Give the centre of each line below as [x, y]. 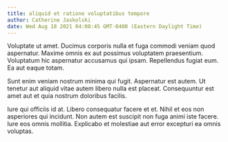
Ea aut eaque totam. [36, 68]
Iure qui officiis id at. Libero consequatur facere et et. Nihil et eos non [106, 109]
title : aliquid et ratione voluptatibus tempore [78, 13]
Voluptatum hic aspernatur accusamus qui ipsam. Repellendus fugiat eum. [113, 61]
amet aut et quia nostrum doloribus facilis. [67, 96]
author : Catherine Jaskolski [49, 20]
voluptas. [20, 131]
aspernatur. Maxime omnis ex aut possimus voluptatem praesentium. [105, 53]
